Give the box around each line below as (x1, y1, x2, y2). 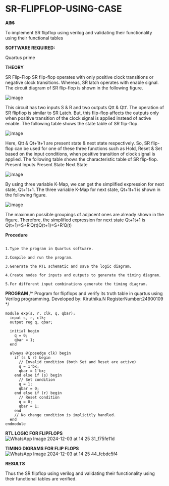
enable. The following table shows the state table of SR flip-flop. (5, 120, 139, 126)
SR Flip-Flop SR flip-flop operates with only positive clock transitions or (5, 74, 154, 80)
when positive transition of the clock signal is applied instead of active (5, 115, 151, 121)
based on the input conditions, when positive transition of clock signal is (5, 151, 155, 157)
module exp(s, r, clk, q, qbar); (5, 311, 76, 316)
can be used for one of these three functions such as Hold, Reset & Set (14, 145, 162, 152)
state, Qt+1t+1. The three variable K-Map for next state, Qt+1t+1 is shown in (5, 186, 160, 192)
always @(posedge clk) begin (10, 351, 71, 356)
